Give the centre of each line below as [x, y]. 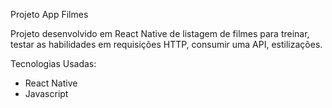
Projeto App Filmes [49, 14]
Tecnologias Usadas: [53, 63]
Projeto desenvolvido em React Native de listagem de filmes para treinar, [160, 33]
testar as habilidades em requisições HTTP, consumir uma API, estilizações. [166, 44]
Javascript [46, 93]
